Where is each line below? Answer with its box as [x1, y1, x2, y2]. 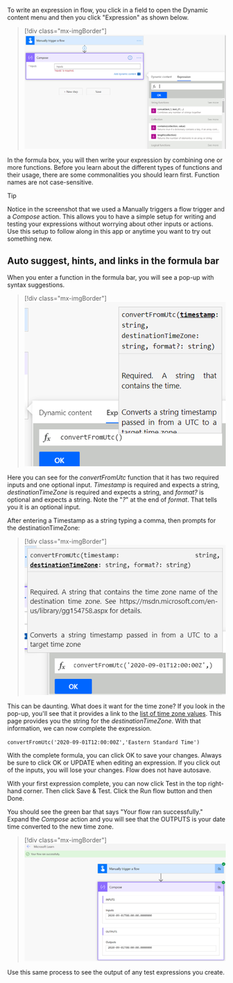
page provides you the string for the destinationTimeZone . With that [7, 717, 201, 725]
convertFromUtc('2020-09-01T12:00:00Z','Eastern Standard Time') [7, 739, 200, 746]
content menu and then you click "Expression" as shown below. [7, 13, 189, 22]
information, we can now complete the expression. [7, 724, 152, 733]
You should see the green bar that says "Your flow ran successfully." [7, 807, 203, 816]
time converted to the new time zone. [7, 822, 114, 831]
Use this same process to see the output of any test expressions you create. [7, 968, 225, 977]
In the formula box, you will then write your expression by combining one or [7, 156, 223, 164]
